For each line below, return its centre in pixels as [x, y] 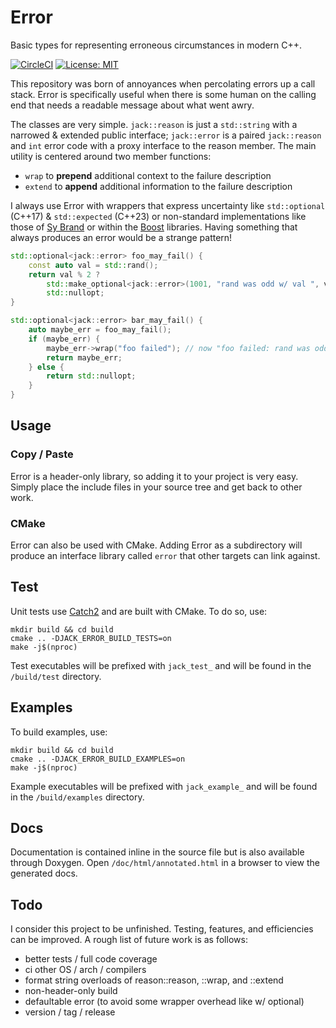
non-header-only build [71, 991]
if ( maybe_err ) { [64, 339]
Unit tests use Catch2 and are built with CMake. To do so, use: [139, 611]
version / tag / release [70, 1012]
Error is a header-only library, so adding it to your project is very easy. [154, 476]
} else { [46, 367]
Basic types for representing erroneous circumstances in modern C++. [156, 45]
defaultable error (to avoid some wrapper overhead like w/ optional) [164, 1002]
